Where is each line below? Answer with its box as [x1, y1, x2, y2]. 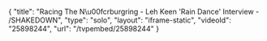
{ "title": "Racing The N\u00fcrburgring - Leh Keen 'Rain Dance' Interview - [8, 7, 260, 16]
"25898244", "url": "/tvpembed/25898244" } [8, 24, 160, 33]
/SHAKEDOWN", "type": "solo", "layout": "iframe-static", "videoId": [8, 15, 231, 25]
